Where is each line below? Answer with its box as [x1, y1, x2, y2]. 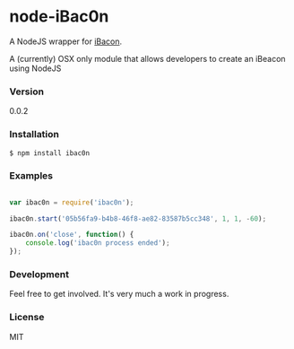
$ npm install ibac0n [9, 148, 91, 158]
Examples [9, 170, 54, 182]
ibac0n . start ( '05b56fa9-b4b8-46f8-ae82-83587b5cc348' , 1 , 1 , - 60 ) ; [9, 214, 267, 223]
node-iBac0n [9, 6, 109, 27]
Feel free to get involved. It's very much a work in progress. [9, 289, 229, 300]
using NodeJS [9, 63, 62, 74]
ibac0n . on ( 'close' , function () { [9, 231, 134, 240]
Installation [9, 128, 60, 141]
